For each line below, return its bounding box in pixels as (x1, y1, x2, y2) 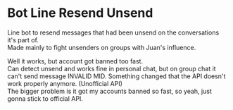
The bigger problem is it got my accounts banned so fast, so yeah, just (7, 87, 213, 95)
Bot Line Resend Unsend (7, 5, 153, 21)
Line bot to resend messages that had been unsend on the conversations (7, 28, 220, 37)
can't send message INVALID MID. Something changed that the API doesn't (7, 72, 226, 80)
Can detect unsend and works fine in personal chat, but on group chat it (7, 64, 216, 73)
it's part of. (7, 35, 39, 44)
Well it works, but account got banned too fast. (7, 56, 143, 65)
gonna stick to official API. (7, 94, 83, 103)
